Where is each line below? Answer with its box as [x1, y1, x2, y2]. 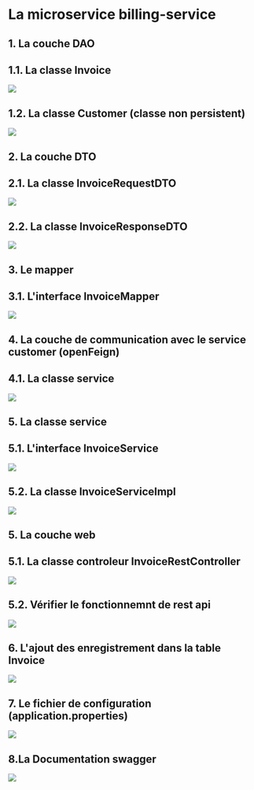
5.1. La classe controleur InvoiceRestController [8, 555, 241, 568]
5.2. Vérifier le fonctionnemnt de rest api [8, 598, 211, 611]
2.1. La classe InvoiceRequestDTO [8, 176, 177, 190]
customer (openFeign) [8, 345, 120, 359]
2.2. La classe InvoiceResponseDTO [8, 220, 188, 233]
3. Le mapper [8, 263, 74, 276]
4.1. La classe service [8, 372, 115, 386]
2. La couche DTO [8, 150, 97, 163]
